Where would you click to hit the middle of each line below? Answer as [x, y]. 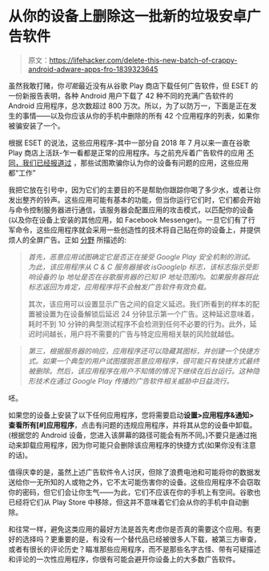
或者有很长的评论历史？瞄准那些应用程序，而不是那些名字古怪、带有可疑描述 [134, 549]
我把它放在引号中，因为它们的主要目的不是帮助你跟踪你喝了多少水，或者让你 [134, 190]
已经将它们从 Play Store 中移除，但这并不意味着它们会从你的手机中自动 [125, 502]
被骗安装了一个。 [36, 126]
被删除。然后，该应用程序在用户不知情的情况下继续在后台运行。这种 [140, 371]
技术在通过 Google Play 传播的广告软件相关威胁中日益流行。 [134, 380]
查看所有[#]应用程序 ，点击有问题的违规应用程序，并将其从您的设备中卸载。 [132, 424]
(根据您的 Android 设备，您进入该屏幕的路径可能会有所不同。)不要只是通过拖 [133, 435]
